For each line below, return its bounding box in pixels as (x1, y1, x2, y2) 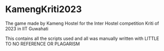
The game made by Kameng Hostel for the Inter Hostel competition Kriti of (5, 20, 159, 26)
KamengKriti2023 (5, 4, 82, 15)
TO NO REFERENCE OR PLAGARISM (5, 40, 80, 46)
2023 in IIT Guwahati (5, 25, 49, 31)
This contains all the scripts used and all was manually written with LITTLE (5, 35, 159, 41)
